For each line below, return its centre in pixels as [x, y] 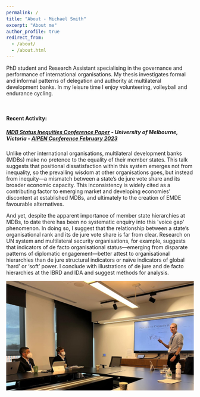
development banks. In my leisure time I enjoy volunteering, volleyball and [97, 87]
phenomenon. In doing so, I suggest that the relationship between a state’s [98, 228]
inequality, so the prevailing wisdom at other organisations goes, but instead [100, 172]
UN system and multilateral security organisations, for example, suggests [96, 241]
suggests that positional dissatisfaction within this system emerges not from [99, 166]
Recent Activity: [27, 119]
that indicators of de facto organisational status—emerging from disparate [97, 247]
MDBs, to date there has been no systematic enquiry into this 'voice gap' [95, 222]
